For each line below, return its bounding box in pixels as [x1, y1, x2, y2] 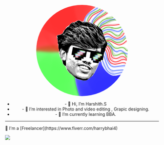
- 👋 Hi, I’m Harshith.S [64, 101, 107, 107]
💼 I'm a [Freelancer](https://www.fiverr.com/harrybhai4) [5, 126, 118, 131]
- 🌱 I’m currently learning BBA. [55, 111, 116, 117]
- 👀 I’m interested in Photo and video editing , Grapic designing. [21, 106, 150, 112]
